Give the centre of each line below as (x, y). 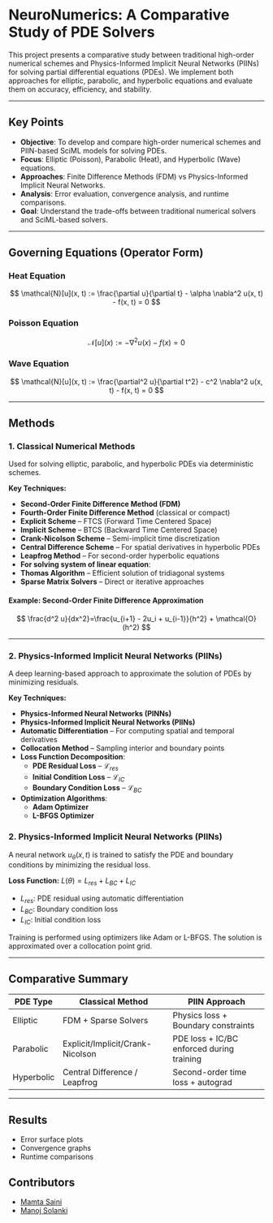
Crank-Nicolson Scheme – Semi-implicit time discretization (120, 538)
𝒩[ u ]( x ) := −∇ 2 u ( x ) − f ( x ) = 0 (136, 341)
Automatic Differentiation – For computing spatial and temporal (127, 730)
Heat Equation (37, 276)
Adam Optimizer (61, 807)
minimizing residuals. (44, 682)
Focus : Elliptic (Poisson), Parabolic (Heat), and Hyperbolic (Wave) (130, 159)
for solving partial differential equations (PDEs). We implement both (121, 71)
